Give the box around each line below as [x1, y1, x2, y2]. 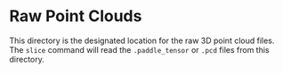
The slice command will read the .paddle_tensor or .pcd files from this [9, 44, 270, 55]
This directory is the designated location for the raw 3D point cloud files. [9, 35, 275, 46]
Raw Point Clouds [9, 6, 142, 26]
